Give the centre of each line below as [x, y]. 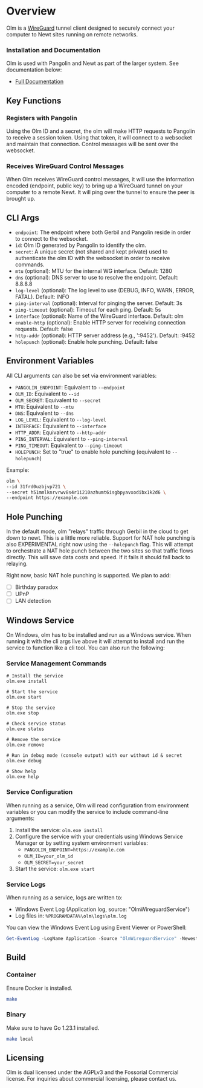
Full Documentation [39, 82]
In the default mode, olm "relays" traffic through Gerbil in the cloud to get [97, 531]
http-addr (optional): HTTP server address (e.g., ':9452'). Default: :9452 [105, 335]
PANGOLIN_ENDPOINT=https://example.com [74, 850]
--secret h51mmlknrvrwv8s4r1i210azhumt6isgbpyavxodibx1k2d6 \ [86, 492]
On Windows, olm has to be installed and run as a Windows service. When [99, 635]
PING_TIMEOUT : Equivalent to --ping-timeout [69, 445]
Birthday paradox [37, 587]
